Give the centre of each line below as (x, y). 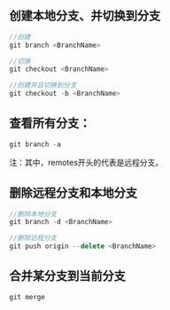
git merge (27, 297)
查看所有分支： (50, 124)
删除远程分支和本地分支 (73, 193)
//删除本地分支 (33, 214)
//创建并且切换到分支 (43, 85)
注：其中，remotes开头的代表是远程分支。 (86, 162)
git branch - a (35, 144)
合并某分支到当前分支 (67, 276)
